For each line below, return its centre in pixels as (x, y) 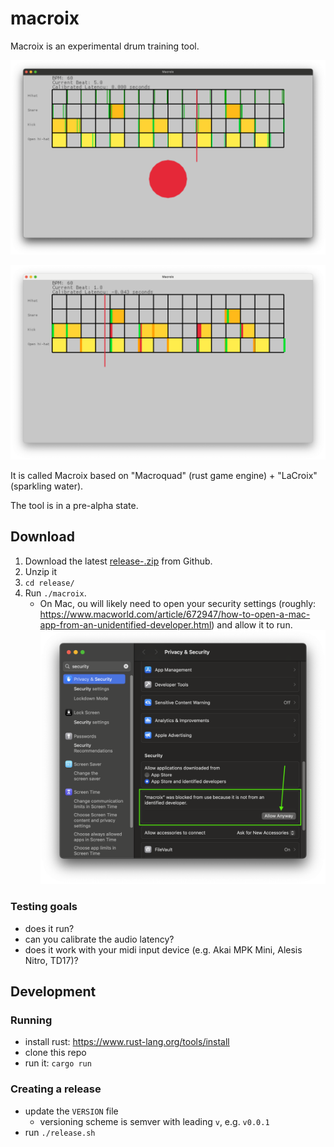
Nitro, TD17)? (51, 960)
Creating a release (56, 1089)
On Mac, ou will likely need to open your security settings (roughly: (178, 603)
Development (53, 992)
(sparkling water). (47, 486)
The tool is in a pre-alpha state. (74, 506)
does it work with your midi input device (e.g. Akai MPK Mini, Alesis (163, 949)
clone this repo (55, 1053)
